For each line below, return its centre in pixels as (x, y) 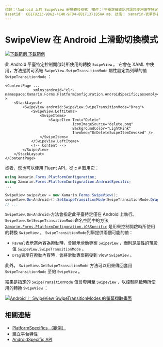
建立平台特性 (25, 334)
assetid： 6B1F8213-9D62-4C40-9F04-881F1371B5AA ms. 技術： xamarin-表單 (79, 14)
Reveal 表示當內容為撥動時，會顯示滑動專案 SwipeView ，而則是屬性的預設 (85, 243)
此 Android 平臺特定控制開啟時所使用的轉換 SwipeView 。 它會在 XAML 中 (78, 64)
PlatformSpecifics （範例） (39, 328)
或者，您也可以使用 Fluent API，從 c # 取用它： (52, 168)
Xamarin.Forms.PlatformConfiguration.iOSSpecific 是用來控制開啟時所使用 (80, 226)
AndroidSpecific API (32, 339)
